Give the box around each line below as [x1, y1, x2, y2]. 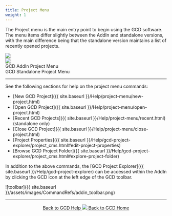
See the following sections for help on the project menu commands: [5, 83, 148, 89]
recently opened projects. [5, 43, 60, 49]
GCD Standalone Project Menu [5, 68, 70, 74]
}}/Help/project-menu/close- [88, 126, 148, 132]
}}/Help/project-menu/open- [87, 104, 147, 110]
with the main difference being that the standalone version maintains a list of [5, 37, 167, 44]
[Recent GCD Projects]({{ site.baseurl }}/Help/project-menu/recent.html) [12, 115, 166, 121]
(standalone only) [12, 120, 50, 126]
